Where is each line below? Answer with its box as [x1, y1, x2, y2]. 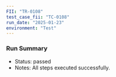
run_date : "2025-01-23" [6, 19, 65, 25]
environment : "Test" [6, 25, 57, 31]
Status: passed [14, 58, 51, 65]
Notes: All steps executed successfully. [14, 64, 110, 71]
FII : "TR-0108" [6, 8, 44, 15]
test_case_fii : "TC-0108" [6, 14, 69, 20]
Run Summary [6, 45, 48, 53]
